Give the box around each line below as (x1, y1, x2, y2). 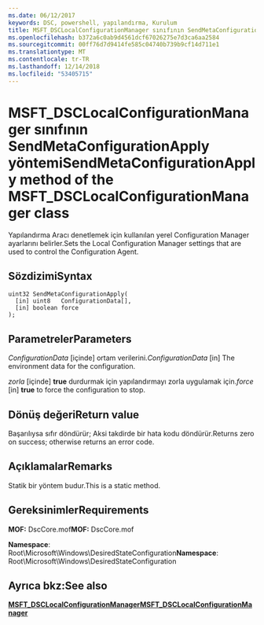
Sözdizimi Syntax (8, 269, 93, 283)
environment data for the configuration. (8, 362, 136, 371)
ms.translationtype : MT (8, 48, 86, 56)
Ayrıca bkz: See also (8, 579, 108, 593)
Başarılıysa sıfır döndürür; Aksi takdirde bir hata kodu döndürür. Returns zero (8, 429, 255, 438)
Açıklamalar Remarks (8, 460, 112, 473)
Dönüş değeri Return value (8, 408, 140, 421)
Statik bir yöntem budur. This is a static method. (8, 480, 161, 490)
